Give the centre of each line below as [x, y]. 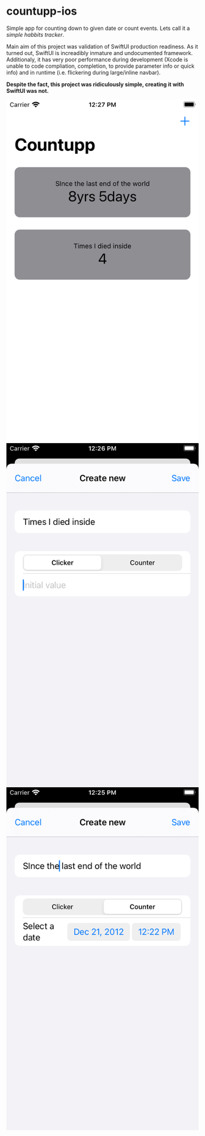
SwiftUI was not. [27, 90]
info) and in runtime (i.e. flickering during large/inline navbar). [84, 72]
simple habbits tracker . [35, 34]
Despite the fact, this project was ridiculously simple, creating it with [95, 84]
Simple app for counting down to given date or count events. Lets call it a [98, 28]
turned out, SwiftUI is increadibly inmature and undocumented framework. [100, 53]
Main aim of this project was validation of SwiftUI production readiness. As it [102, 46]
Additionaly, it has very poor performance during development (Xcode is [97, 59]
